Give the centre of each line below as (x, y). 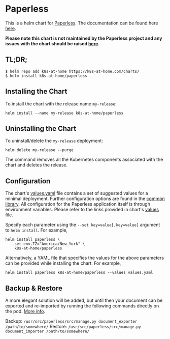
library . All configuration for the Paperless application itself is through (78, 204)
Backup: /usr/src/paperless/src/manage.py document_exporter (71, 321)
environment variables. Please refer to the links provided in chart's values (82, 210)
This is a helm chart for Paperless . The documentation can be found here (82, 23)
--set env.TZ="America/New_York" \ (47, 244)
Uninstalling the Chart (41, 129)
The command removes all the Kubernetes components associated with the (84, 160)
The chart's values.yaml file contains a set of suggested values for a (77, 193)
